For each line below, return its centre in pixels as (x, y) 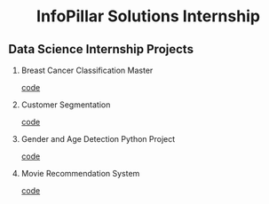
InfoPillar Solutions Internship (148, 16)
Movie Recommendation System (80, 173)
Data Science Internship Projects (101, 49)
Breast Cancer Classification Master (87, 70)
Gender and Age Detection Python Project (98, 139)
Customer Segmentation (66, 105)
